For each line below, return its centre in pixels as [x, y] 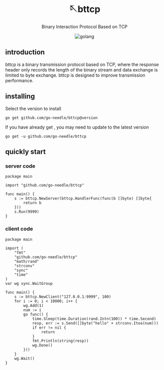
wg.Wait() [25, 358]
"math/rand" [27, 261]
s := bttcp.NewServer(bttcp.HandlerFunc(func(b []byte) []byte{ [83, 199]
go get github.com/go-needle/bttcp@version [52, 118]
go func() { [36, 314]
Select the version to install [33, 108]
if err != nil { [49, 328]
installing [20, 97]
